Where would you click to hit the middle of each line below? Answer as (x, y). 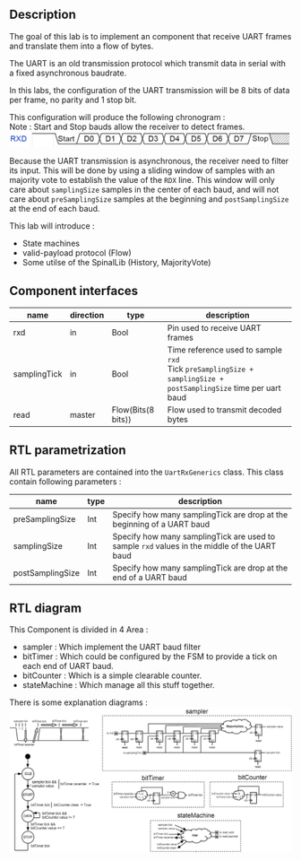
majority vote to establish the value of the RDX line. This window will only (142, 180)
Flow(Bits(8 (133, 410)
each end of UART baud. (68, 666)
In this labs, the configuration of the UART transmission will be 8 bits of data (150, 90)
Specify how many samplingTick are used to (194, 536)
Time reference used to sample (224, 350)
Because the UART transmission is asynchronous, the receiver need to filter (149, 161)
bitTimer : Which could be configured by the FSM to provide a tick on (150, 657)
